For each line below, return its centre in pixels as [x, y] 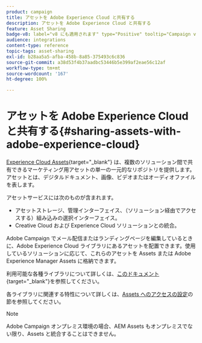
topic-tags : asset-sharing [40, 51]
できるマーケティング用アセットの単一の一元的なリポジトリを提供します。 [103, 170]
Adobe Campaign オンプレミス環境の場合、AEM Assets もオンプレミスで [97, 326]
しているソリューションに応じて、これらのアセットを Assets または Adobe [99, 254]
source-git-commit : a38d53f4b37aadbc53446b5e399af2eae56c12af [86, 62]
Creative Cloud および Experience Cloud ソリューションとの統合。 [97, 226]
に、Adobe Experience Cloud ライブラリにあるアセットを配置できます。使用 [101, 246]
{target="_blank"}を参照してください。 [54, 281]
